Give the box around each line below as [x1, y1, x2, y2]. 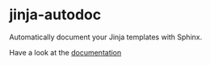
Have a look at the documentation [9, 47, 122, 57]
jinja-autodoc [9, 6, 102, 24]
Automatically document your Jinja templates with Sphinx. [9, 32, 203, 42]
